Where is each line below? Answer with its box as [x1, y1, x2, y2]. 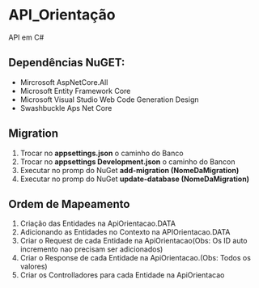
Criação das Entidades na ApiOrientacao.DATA [19, 218, 176, 228]
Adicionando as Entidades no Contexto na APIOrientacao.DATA [19, 227, 231, 237]
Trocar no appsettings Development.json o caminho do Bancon [19, 156, 236, 167]
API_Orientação [8, 6, 116, 24]
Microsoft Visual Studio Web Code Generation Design [19, 95, 200, 104]
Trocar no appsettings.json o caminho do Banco [19, 148, 184, 158]
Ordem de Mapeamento [8, 197, 130, 211]
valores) [19, 261, 48, 272]
